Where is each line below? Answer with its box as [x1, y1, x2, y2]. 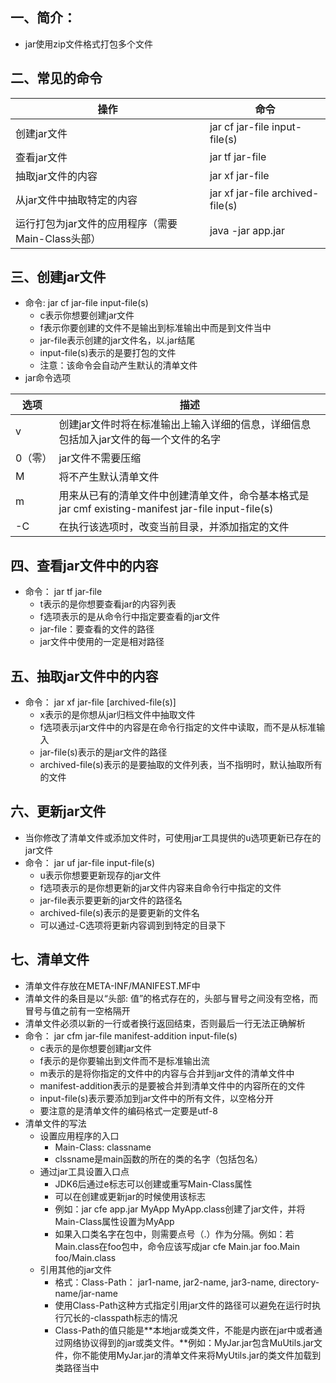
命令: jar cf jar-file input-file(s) [24, 297, 149, 309]
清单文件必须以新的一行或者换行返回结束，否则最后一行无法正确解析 [24, 1017, 306, 1029]
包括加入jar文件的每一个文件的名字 [58, 433, 222, 447]
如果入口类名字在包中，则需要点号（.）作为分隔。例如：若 [54, 1228, 295, 1240]
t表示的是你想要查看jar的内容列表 [39, 598, 177, 610]
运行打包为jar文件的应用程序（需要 [15, 216, 178, 230]
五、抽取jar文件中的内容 [10, 668, 159, 685]
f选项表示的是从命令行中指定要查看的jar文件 [39, 611, 221, 623]
